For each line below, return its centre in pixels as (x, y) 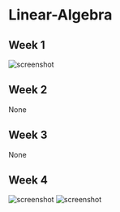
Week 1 (27, 45)
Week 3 (28, 135)
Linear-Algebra (60, 15)
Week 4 (28, 180)
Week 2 (28, 90)
